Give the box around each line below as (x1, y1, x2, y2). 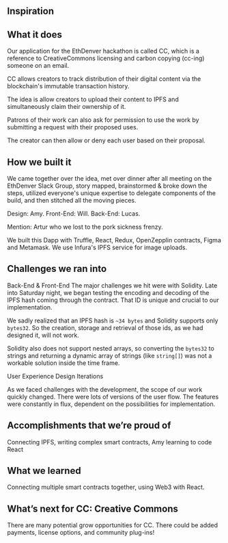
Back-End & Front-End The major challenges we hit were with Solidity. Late (7, 281, 218, 290)
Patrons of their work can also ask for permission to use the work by (7, 116, 199, 124)
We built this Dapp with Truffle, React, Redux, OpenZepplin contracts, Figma (7, 236, 222, 244)
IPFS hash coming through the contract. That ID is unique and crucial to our (7, 296, 220, 304)
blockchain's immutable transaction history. (7, 82, 130, 90)
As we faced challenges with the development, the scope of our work (7, 385, 203, 393)
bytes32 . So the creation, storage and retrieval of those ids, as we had (7, 323, 203, 331)
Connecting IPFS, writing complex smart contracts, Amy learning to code (7, 438, 212, 446)
